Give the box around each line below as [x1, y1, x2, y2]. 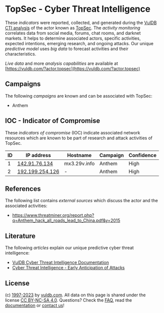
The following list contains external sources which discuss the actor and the [5, 198, 158, 204]
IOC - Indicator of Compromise [5, 117, 100, 125]
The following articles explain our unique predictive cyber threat [5, 245, 134, 251]
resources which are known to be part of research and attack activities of [5, 135, 153, 141]
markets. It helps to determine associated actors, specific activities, [5, 35, 141, 41]
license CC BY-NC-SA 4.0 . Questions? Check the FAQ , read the [5, 297, 132, 303]
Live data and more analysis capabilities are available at [5, 60, 118, 66]
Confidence [128, 152, 157, 158]
